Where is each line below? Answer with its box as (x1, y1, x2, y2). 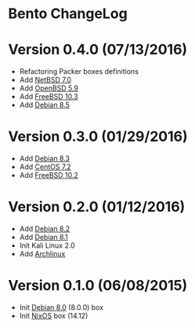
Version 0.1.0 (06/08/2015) (8, 277, 188, 295)
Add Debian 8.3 (19, 154, 70, 164)
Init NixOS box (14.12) (19, 311, 88, 320)
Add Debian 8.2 (19, 224, 70, 233)
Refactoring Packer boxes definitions (19, 67, 139, 76)
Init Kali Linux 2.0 (19, 241, 76, 250)
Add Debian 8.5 (19, 100, 70, 110)
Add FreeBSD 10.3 (19, 92, 78, 101)
